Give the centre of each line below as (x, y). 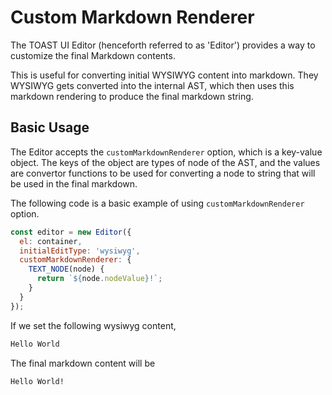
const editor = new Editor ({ (71, 232)
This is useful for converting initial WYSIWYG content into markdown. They (164, 75)
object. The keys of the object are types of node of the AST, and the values (165, 162)
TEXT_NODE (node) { (66, 269)
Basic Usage (50, 127)
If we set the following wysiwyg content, (93, 325)
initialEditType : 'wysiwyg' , (80, 251)
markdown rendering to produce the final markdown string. (132, 96)
